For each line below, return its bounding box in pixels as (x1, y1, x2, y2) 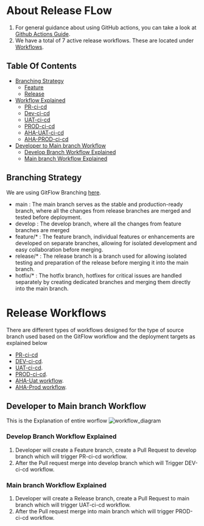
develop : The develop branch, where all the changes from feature (15, 220, 181, 227)
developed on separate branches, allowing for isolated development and (15, 239, 197, 247)
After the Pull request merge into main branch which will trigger (15, 507, 175, 515)
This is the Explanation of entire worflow (6, 417, 108, 424)
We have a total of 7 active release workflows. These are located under (15, 37, 194, 44)
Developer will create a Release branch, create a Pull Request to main (15, 494, 190, 502)
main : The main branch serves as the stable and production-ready (15, 201, 183, 208)
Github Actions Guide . (15, 30, 71, 37)
